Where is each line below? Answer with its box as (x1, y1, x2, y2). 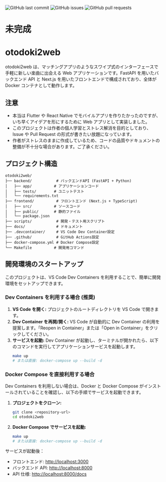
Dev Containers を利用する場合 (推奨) (5, 294, 96, 301)
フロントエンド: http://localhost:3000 (12, 459, 89, 465)
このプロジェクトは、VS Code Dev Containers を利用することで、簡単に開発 (5, 274, 161, 280)
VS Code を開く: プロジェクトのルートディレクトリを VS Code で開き (12, 306, 155, 312)
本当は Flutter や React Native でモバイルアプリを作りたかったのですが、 (12, 112, 161, 118)
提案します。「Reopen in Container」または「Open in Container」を (12, 325, 150, 331)
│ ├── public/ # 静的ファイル (5, 209, 81, 214)
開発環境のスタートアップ (5, 260, 83, 269)
